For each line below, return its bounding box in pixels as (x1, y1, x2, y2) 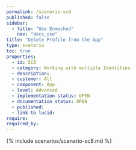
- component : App (11, 82, 55, 88)
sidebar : (6, 20, 28, 26)
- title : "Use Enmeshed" (11, 25, 74, 32)
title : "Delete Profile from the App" (6, 37, 104, 43)
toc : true (6, 48, 31, 54)
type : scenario (6, 43, 45, 49)
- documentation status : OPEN (11, 98, 87, 104)
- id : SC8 (11, 59, 36, 65)
